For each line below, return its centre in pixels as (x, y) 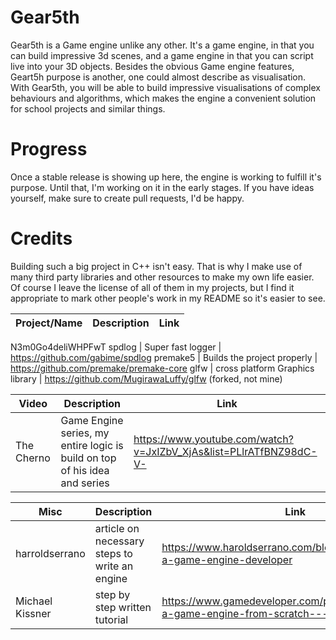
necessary (119, 541)
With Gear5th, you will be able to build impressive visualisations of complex (165, 87)
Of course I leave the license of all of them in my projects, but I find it (152, 287)
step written (123, 607)
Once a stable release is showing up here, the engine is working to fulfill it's (166, 177)
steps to (113, 553)
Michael (34, 601)
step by (112, 594)
